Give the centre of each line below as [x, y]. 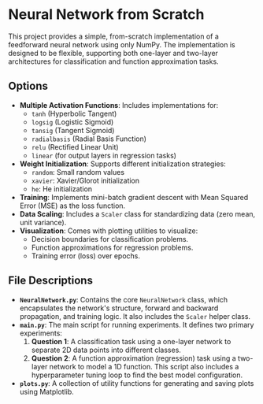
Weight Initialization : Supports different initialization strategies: [122, 164]
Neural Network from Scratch [106, 15]
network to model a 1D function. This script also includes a [144, 366]
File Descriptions [50, 281]
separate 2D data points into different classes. [106, 350]
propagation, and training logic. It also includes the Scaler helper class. [135, 316]
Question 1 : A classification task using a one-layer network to [131, 341]
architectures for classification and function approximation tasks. [113, 61]
